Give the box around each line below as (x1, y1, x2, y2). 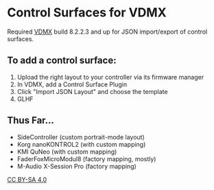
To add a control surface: (7, 55, 117, 67)
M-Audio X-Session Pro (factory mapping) (16, 162, 137, 170)
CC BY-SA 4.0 (7, 175, 47, 183)
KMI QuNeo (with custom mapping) (16, 147, 117, 156)
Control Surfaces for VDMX (7, 5, 167, 21)
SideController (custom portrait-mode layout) (16, 132, 145, 141)
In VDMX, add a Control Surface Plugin (16, 80, 128, 88)
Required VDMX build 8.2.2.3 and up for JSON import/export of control (7, 27, 208, 36)
